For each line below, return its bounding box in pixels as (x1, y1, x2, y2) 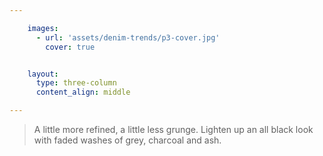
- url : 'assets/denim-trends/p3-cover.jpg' (35, 32, 221, 43)
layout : (27, 69, 59, 79)
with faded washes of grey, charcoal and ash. (33, 134, 222, 146)
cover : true (45, 42, 96, 52)
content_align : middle (35, 87, 131, 98)
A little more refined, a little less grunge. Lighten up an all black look (33, 124, 314, 135)
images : (27, 23, 59, 33)
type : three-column (35, 78, 117, 88)
